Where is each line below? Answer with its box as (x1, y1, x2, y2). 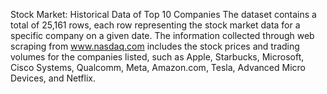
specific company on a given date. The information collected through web (10, 30, 315, 41)
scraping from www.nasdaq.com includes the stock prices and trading (10, 40, 300, 52)
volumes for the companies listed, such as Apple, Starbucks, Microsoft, (10, 51, 305, 63)
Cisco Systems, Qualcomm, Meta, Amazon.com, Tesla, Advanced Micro (10, 62, 306, 73)
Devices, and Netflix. (10, 72, 97, 84)
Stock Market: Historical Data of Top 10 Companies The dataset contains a (10, 9, 317, 20)
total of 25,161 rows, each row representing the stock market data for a (10, 19, 301, 31)
